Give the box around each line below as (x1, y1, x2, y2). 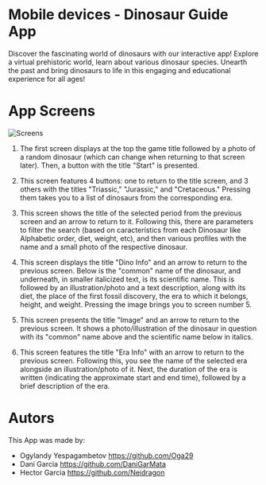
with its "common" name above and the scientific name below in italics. (19, 332, 253, 341)
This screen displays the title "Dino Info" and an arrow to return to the (19, 257, 248, 267)
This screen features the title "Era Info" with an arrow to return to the (19, 347, 245, 357)
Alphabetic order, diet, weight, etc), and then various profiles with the (19, 233, 247, 243)
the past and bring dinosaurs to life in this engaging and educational (8, 65, 231, 75)
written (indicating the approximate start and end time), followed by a (19, 372, 246, 382)
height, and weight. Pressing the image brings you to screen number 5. (19, 300, 253, 309)
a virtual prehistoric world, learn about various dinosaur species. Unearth (8, 57, 248, 67)
